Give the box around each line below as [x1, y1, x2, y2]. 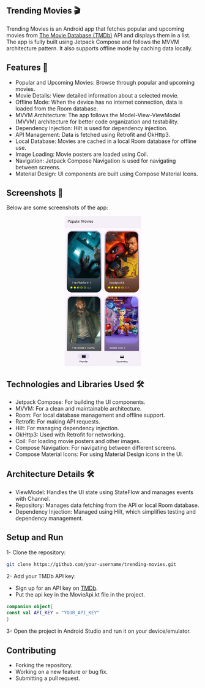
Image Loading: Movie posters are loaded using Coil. [15, 150, 149, 158]
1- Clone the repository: [6, 549, 66, 556]
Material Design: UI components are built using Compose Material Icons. [15, 170, 198, 177]
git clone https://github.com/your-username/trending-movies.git [6, 561, 176, 567]
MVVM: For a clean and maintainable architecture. [15, 405, 142, 412]
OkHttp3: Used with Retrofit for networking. [15, 431, 125, 438]
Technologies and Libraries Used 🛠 [6, 379, 144, 389]
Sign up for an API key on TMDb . [15, 584, 98, 592]
